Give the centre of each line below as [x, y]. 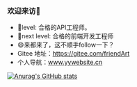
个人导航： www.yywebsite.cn [60, 62]
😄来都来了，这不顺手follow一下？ [66, 45]
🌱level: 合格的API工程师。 [54, 27]
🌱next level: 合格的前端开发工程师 [65, 36]
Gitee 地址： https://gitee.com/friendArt [73, 54]
